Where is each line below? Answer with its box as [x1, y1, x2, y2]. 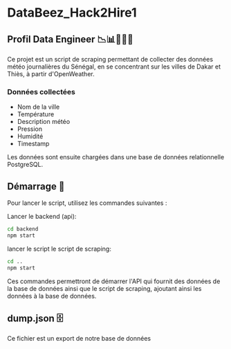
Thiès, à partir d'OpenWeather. [7, 70, 95, 78]
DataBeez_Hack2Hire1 [7, 5, 137, 21]
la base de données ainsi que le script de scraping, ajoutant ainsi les [7, 284, 202, 292]
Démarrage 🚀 [7, 180, 65, 192]
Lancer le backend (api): [7, 213, 77, 221]
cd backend [7, 226, 39, 233]
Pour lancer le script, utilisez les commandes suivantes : [7, 199, 167, 207]
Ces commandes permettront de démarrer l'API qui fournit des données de [7, 277, 221, 285]
